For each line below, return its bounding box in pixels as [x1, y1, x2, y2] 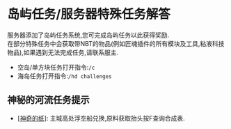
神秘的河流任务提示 [7, 94, 90, 106]
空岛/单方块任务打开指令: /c [17, 63, 95, 71]
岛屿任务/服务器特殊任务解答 [7, 6, 170, 22]
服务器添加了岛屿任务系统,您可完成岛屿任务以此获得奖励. [7, 31, 170, 39]
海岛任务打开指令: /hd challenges [17, 71, 113, 80]
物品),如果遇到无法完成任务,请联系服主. [7, 48, 119, 56]
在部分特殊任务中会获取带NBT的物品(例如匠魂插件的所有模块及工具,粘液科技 [7, 39, 225, 47]
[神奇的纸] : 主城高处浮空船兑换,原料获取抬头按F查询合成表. [17, 114, 186, 122]
